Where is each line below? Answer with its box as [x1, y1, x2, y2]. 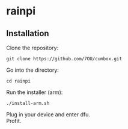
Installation [6, 28, 49, 39]
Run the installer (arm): [6, 89, 63, 96]
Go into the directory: [6, 66, 59, 74]
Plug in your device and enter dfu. [6, 111, 90, 118]
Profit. [6, 118, 22, 124]
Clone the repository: [6, 44, 59, 51]
